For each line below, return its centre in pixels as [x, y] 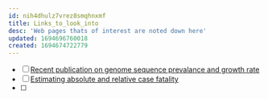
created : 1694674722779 [48, 46]
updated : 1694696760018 [48, 38]
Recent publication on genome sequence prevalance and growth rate [145, 70]
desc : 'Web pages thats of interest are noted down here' [107, 31]
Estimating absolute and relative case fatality [104, 79]
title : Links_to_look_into [54, 23]
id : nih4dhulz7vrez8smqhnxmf [57, 16]
